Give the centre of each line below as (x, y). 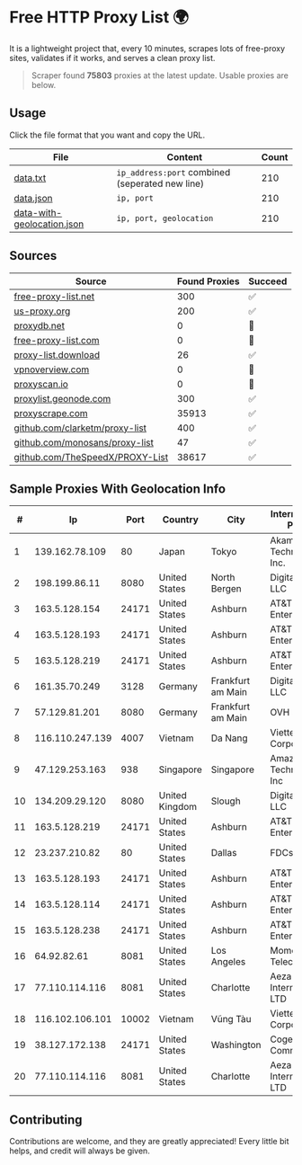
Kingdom (178, 807)
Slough (226, 801)
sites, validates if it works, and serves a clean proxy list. (112, 58)
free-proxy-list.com (57, 340)
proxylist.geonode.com (62, 398)
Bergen (226, 589)
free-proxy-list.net (54, 296)
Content (185, 156)
